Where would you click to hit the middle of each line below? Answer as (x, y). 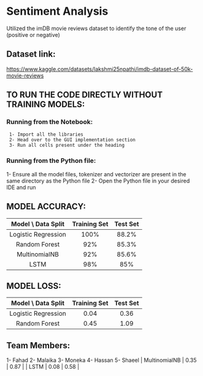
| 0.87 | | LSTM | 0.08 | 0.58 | (43, 367)
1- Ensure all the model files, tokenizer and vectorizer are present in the (96, 174)
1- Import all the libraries (46, 135)
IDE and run (21, 187)
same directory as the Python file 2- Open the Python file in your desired (98, 181)
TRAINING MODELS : (46, 105)
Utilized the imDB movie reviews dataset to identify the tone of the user (96, 28)
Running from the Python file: (51, 161)
